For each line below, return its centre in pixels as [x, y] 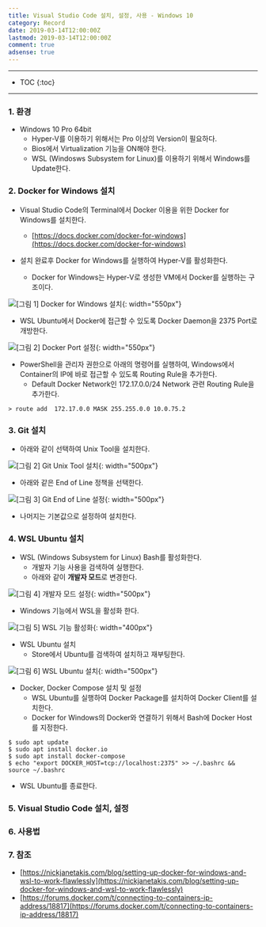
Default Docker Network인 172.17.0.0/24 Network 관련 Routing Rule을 [143, 384]
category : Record [37, 23]
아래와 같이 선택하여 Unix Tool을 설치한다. [85, 449]
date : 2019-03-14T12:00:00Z [55, 30]
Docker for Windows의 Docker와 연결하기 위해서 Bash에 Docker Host [142, 718]
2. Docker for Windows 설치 [62, 191]
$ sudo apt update [38, 743]
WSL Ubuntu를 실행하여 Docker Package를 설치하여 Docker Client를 [140, 698]
